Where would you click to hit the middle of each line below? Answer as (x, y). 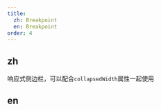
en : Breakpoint (35, 26)
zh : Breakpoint (35, 20)
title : (17, 14)
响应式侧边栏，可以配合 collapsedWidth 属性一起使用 (81, 79)
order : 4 (20, 33)
